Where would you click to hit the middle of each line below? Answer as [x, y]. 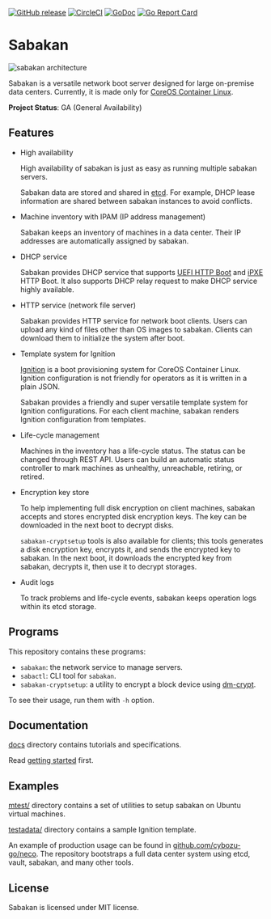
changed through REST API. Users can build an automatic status [127, 459]
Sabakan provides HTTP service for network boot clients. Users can [133, 320]
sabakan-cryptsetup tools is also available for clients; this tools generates [142, 540]
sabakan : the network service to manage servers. [102, 667]
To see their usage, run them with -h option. [82, 700]
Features [31, 133]
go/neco [22, 854]
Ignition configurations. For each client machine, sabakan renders [129, 411]
